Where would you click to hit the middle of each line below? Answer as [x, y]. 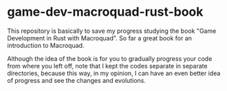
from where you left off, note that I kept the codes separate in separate [107, 66]
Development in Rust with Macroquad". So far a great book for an [100, 38]
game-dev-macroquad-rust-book [105, 12]
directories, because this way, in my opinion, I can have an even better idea [114, 73]
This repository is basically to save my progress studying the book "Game [112, 31]
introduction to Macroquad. [46, 45]
